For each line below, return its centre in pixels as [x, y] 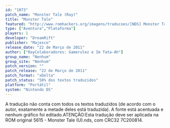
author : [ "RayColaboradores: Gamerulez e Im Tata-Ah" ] [64, 52]
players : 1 [17, 33]
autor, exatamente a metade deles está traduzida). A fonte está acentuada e [84, 109]
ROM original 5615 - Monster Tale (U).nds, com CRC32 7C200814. [74, 120]
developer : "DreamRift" [30, 38]
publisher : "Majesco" [28, 43]
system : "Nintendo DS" [29, 89]
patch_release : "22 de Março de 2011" [46, 71]
